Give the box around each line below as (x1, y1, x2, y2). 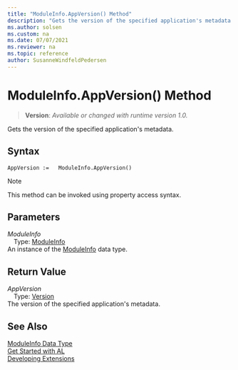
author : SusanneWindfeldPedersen (7, 57, 107, 64)
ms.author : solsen (7, 23, 62, 31)
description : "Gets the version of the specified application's (7, 17, 202, 24)
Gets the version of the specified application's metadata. (7, 125, 174, 133)
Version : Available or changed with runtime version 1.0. (24, 111, 188, 120)
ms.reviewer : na (7, 43, 56, 51)
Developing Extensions (7, 354, 75, 363)
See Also (7, 320, 48, 332)
